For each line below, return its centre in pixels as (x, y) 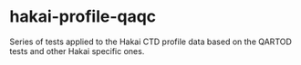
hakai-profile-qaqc (83, 17)
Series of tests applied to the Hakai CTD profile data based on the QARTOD (150, 42)
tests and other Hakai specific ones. (77, 51)
